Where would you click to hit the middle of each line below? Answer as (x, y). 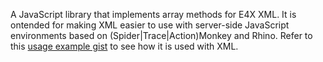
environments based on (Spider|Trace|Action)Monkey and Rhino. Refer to (161, 35)
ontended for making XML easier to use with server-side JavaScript (150, 25)
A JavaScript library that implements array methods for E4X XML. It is (153, 14)
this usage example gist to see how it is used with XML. (124, 46)
